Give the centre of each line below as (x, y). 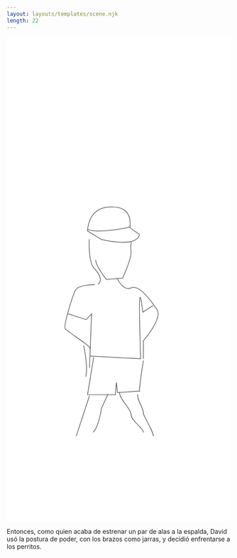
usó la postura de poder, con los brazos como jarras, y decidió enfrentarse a (118, 539)
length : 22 (23, 21)
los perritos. (24, 547)
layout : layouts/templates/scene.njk (62, 14)
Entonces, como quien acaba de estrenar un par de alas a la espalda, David (117, 532)
